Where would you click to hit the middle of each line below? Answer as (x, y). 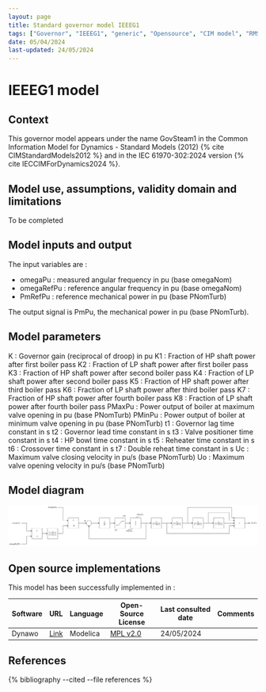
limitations (35, 201)
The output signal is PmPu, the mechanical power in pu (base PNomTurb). (129, 312)
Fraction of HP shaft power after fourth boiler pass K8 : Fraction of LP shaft (131, 398)
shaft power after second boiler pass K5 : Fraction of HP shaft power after (129, 381)
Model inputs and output (70, 245)
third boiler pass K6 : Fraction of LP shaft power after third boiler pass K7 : (129, 389)
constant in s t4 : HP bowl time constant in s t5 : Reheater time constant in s (131, 440)
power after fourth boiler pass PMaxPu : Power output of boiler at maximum (131, 406)
